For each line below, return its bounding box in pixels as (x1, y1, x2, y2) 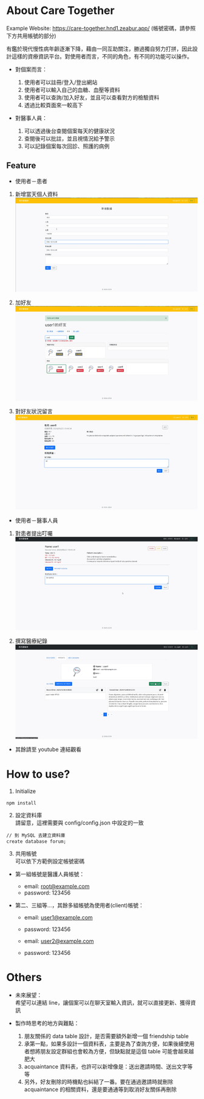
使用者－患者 (15, 177, 47, 184)
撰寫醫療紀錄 (15, 637, 47, 645)
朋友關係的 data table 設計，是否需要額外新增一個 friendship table (24, 1032, 189, 1039)
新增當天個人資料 (15, 190, 58, 198)
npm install (6, 800, 36, 806)
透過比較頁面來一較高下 (24, 101, 83, 108)
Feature (6, 161, 36, 171)
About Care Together (6, 4, 115, 18)
